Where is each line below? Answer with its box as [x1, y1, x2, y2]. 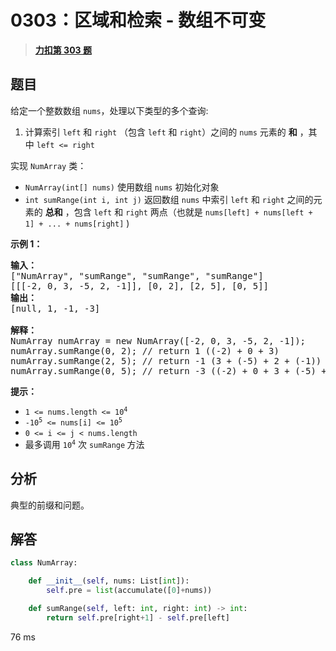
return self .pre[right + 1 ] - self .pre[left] [46, 612, 230, 623]
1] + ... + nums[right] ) [24, 217, 130, 229]
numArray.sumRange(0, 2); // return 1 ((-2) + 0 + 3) [10, 345, 280, 356]
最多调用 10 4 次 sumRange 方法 [24, 438, 145, 450]
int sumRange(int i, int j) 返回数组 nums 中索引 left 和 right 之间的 [24, 193, 314, 205]
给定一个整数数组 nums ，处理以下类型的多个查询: [10, 104, 209, 116]
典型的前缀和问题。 [10, 499, 90, 511]
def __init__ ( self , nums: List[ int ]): [28, 576, 190, 586]
